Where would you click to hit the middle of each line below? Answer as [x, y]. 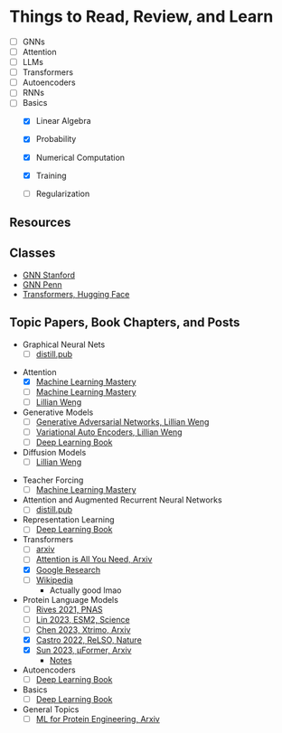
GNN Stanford [48, 275]
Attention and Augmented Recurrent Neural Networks [122, 500]
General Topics [51, 710]
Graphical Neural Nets [64, 344]
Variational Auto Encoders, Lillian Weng [109, 432]
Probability [56, 139]
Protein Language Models [70, 599]
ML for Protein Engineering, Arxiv [98, 719]
